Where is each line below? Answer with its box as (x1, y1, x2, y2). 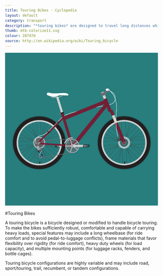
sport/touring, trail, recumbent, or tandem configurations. (5, 265, 120, 271)
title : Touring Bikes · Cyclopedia (5, 8, 77, 13)
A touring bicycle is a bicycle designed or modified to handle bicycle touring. (5, 220, 158, 226)
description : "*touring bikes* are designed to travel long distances (5, 23, 151, 28)
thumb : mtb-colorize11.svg (5, 28, 60, 33)
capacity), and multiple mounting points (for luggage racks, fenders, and (5, 245, 150, 251)
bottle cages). (5, 250, 33, 257)
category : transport (5, 18, 47, 23)
